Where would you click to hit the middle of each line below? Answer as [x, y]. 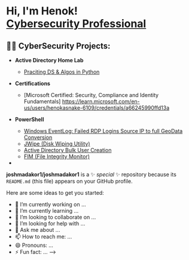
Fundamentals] [42, 101]
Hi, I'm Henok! [42, 11]
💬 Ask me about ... [37, 230]
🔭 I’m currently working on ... [50, 204]
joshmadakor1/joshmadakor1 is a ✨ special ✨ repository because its [91, 174]
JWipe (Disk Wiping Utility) [57, 144]
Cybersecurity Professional [76, 24]
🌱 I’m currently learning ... [47, 211]
